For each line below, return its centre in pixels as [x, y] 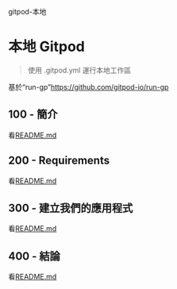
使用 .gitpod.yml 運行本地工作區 [79, 70]
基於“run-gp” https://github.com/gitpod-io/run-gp [88, 87]
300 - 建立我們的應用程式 [71, 208]
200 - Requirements [59, 161]
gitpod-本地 [27, 12]
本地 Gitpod [46, 47]
